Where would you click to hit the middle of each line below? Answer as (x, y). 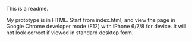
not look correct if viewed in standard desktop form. (70, 33)
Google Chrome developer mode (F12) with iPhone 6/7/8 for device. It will (96, 26)
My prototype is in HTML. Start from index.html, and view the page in (91, 20)
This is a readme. (27, 9)
